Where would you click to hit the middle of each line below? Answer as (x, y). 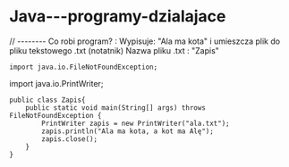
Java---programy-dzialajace (118, 17)
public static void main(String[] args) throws (115, 108)
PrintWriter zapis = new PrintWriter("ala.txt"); (136, 123)
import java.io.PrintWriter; (56, 83)
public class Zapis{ (48, 100)
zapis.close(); (70, 139)
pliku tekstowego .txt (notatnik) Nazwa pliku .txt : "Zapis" (114, 50)
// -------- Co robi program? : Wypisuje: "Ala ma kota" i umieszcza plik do (144, 41)
